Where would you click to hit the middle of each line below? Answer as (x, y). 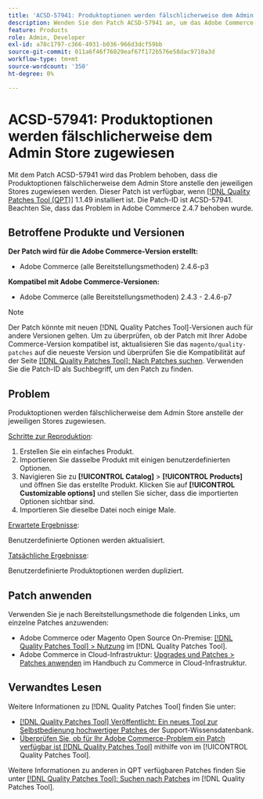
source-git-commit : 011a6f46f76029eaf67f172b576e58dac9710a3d (112, 52)
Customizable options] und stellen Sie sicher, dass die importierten (129, 493)
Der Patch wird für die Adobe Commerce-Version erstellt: (103, 251)
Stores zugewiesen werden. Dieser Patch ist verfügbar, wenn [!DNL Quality (129, 191)
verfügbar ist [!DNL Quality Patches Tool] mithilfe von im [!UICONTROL (133, 746)
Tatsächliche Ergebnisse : (49, 556)
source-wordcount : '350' (49, 67)
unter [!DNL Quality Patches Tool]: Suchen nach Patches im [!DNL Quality (126, 779)
